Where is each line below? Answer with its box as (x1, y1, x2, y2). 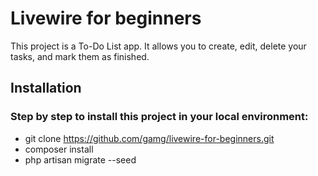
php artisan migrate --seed (24, 153, 137, 166)
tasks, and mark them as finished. (10, 50, 150, 62)
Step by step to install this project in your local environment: (10, 110, 309, 124)
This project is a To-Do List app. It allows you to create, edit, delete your (10, 40, 307, 52)
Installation (10, 80, 82, 97)
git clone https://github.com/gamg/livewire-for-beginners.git (24, 132, 275, 144)
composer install (24, 143, 94, 155)
